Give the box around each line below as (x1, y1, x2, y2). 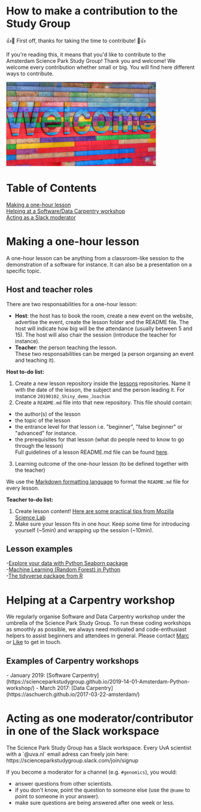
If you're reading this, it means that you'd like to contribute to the (6, 51, 166, 58)
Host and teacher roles (6, 285, 93, 295)
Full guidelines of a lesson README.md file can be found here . (14, 448, 169, 456)
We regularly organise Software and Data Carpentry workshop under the (6, 613, 185, 620)
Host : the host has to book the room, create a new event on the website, (14, 312, 194, 319)
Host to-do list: (6, 368, 45, 375)
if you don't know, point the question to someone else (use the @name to (14, 786, 190, 793)
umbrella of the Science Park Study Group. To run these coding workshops (6, 619, 191, 627)
